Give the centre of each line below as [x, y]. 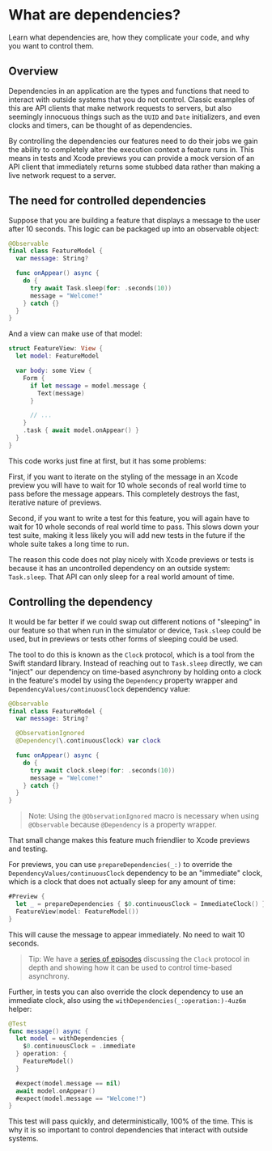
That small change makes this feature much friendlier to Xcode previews [129, 840]
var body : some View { [54, 371]
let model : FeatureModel [57, 356]
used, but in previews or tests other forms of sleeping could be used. [123, 639]
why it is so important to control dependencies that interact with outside [128, 1130]
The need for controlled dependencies [107, 201]
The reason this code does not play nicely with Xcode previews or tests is [131, 559]
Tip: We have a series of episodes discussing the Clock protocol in [139, 958]
